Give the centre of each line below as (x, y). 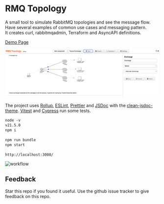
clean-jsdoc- (140, 105)
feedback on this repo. (28, 196)
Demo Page (17, 42)
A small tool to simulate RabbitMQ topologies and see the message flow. (78, 22)
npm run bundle (21, 140)
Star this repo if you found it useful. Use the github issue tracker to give (77, 191)
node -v (13, 120)
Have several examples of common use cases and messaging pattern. (76, 27)
